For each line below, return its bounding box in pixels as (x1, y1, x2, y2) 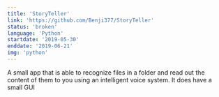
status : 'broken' (7, 23, 58, 30)
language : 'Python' (7, 29, 64, 37)
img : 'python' (7, 50, 49, 57)
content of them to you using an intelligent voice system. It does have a (7, 75, 213, 84)
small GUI (7, 83, 35, 91)
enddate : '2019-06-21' (7, 43, 73, 50)
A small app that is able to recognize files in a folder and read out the (7, 68, 205, 77)
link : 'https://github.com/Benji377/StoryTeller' (7, 17, 155, 24)
